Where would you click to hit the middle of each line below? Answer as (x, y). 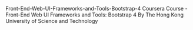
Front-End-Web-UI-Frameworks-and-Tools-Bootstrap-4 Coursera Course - (96, 9)
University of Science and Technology (52, 21)
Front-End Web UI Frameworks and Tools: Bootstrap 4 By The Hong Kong (94, 15)
